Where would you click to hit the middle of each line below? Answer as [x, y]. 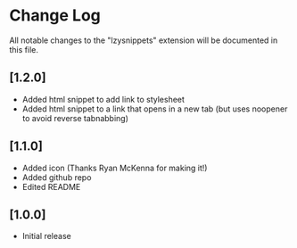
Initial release [46, 236]
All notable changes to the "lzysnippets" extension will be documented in [144, 40]
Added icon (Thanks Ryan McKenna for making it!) [115, 168]
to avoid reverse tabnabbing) [75, 118]
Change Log [55, 16]
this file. [24, 49]
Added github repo [57, 177]
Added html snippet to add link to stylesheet [103, 99]
